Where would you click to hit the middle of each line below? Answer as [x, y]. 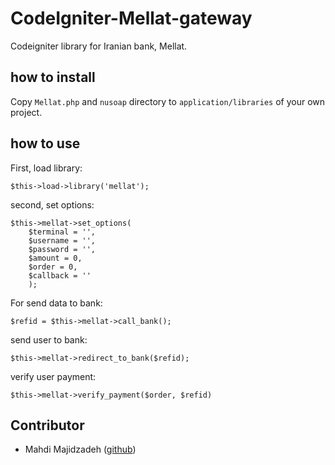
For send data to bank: [56, 303]
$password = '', [62, 249]
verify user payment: [53, 376]
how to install [53, 77]
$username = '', [62, 240]
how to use [45, 143]
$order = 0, [53, 267]
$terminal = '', [62, 232]
